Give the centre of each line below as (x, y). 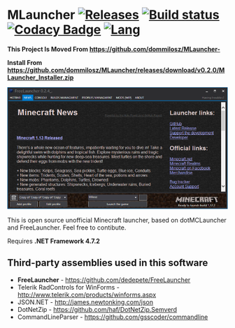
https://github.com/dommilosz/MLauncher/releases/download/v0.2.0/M (116, 70)
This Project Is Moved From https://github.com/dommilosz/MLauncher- (114, 49)
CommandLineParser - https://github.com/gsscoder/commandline (113, 317)
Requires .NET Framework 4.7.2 (54, 241)
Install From (25, 62)
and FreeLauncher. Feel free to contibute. (67, 228)
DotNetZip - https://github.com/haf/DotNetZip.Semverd (97, 309)
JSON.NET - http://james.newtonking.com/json (85, 302)
